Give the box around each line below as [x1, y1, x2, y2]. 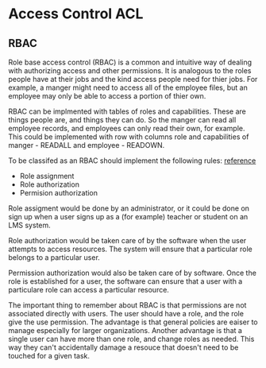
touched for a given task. [8, 351, 90, 360]
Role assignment [19, 172, 75, 180]
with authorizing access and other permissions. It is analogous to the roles [8, 66, 252, 76]
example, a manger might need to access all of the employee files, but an [8, 83, 248, 92]
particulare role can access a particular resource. [8, 285, 169, 294]
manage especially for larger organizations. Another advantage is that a [8, 326, 242, 335]
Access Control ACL [8, 5, 144, 23]
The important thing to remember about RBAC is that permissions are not [8, 300, 247, 310]
